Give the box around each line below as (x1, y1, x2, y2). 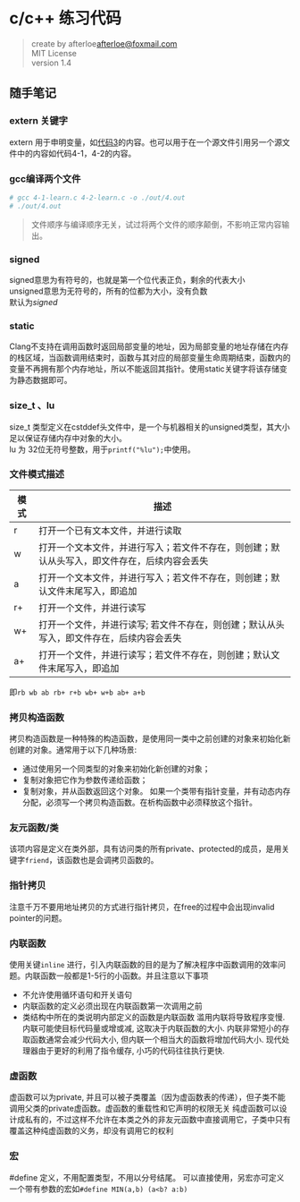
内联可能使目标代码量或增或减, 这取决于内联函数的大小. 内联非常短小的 (21, 1023, 282, 1034)
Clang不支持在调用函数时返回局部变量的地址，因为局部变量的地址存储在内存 (9, 341, 289, 352)
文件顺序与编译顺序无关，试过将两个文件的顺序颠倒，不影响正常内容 (30, 218, 282, 229)
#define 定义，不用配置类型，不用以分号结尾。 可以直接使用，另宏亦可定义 (9, 1172, 285, 1182)
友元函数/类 (9, 822, 60, 834)
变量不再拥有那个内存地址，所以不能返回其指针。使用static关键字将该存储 (9, 363, 279, 374)
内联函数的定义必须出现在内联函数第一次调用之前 (21, 1001, 203, 1011)
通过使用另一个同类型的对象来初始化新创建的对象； (21, 763, 211, 774)
